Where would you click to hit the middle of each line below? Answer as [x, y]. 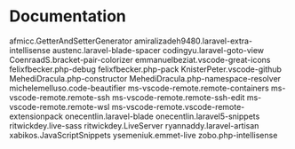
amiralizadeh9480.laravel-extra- [193, 41]
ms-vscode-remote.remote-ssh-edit [179, 97]
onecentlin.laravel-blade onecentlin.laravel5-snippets [163, 116]
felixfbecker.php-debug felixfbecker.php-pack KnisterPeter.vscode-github [146, 69]
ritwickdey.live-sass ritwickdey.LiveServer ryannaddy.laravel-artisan [134, 125]
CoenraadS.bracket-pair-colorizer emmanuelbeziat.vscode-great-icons [140, 59]
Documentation [68, 16]
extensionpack [36, 116]
